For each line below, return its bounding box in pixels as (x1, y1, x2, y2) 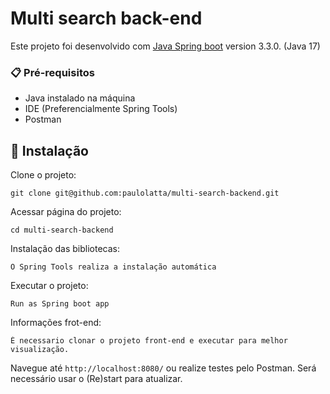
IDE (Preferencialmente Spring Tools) (24, 103, 178, 115)
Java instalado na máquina (24, 92, 136, 104)
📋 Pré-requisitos (10, 65, 95, 79)
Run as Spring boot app (10, 299, 110, 309)
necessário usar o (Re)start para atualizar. (10, 373, 183, 385)
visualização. (10, 345, 70, 355)
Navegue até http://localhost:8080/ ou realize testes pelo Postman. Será (10, 362, 317, 374)
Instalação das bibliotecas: (10, 243, 121, 255)
